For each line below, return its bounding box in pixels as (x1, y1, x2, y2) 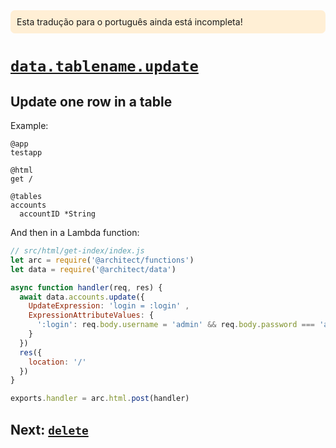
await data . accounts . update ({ (19, 292, 145, 302)
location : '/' (28, 357, 87, 367)
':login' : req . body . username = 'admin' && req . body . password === (36, 320, 316, 330)
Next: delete (10, 421, 89, 438)
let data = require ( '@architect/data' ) (10, 264, 177, 274)
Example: (10, 120, 49, 131)
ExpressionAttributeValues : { (28, 310, 155, 321)
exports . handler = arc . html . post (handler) (10, 394, 190, 404)
